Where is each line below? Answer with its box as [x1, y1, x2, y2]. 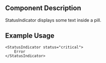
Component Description [5, 4, 81, 12]
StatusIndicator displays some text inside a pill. [5, 17, 102, 23]
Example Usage [5, 32, 55, 40]
